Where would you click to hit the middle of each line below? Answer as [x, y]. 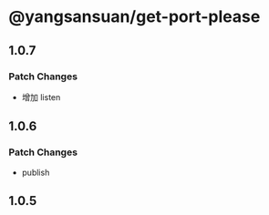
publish [36, 172]
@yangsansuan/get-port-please [134, 17]
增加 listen [41, 97]
